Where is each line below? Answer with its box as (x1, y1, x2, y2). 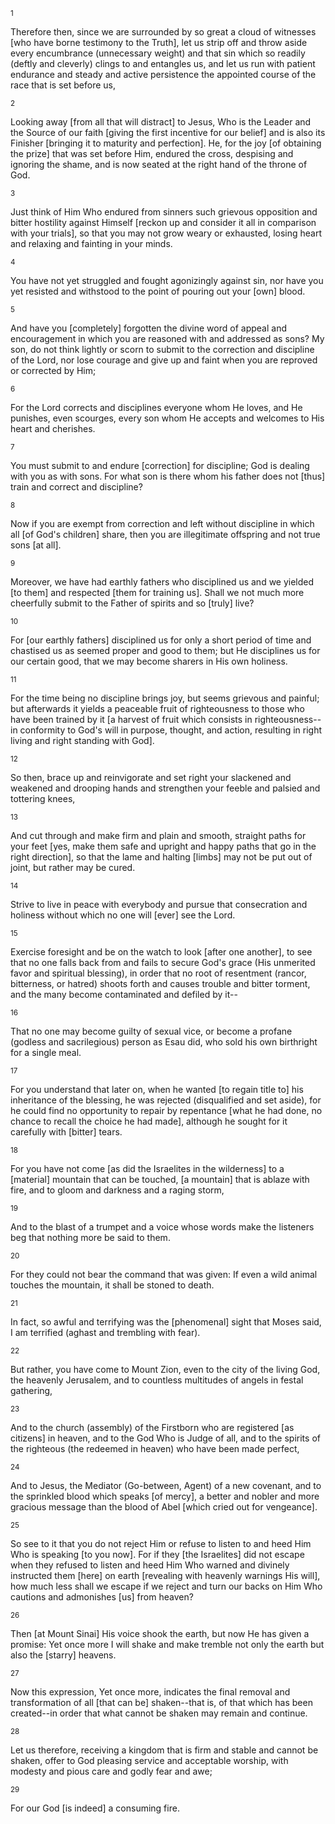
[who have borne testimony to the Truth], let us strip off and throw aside (10, 37, 308, 48)
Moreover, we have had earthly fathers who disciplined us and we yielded (10, 576, 315, 588)
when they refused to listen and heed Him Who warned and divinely (10, 1559, 290, 1571)
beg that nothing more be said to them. (10, 1232, 171, 1243)
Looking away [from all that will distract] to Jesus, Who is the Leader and (10, 116, 312, 128)
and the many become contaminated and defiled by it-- (10, 989, 238, 1000)
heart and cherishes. (10, 423, 96, 434)
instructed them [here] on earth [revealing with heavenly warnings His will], (10, 1570, 321, 1581)
